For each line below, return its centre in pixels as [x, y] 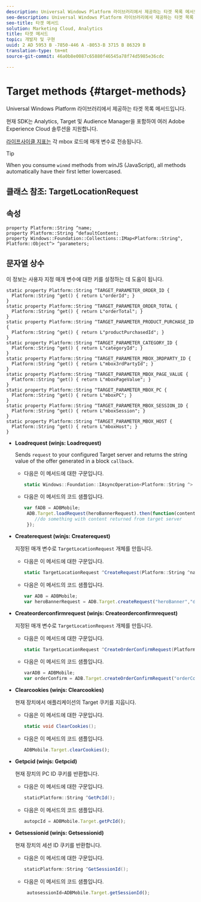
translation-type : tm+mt [37, 51]
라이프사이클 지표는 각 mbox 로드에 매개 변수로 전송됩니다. [74, 141]
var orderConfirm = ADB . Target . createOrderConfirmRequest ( [99, 679]
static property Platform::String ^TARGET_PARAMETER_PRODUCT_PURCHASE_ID [100, 322]
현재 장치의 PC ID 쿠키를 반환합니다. [57, 773]
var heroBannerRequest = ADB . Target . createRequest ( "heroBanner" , [107, 602]
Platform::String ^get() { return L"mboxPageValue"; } [81, 379]
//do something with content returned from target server [109, 519]
